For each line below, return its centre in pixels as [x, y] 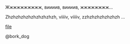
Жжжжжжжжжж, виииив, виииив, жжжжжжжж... [59, 7]
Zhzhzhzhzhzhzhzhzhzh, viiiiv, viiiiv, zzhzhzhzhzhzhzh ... [65, 17]
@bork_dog [17, 36]
